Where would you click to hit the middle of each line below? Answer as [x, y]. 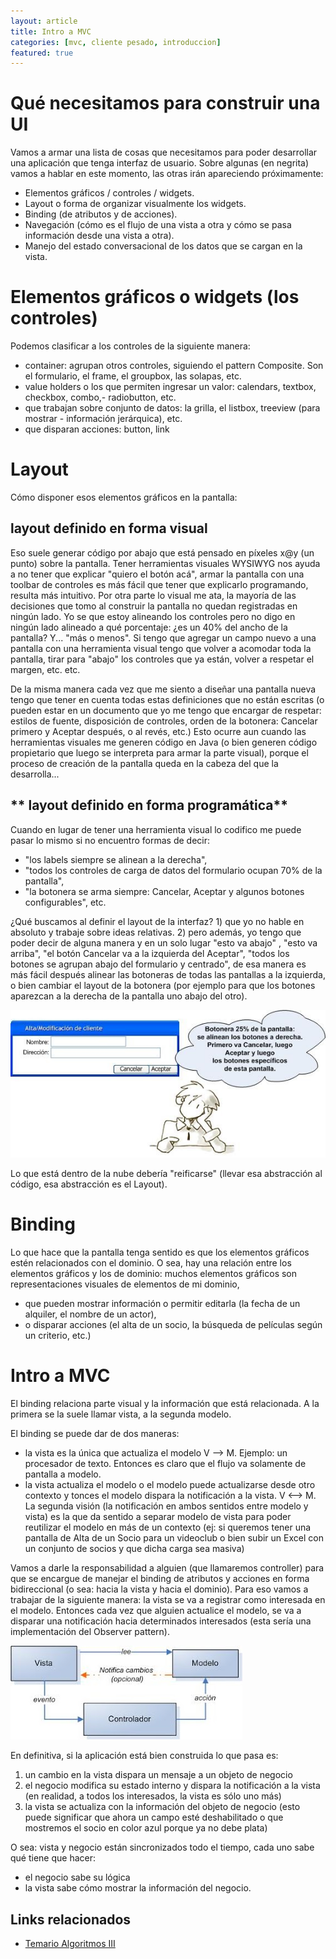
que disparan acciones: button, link [97, 429]
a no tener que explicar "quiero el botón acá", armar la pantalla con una [157, 574]
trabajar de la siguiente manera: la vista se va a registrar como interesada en [168, 1600]
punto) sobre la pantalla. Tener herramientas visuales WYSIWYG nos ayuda [165, 563]
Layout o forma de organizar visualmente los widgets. [135, 204]
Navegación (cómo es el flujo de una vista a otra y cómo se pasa [158, 225]
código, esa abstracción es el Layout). [89, 1184]
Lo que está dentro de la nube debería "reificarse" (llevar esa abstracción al [166, 1174]
